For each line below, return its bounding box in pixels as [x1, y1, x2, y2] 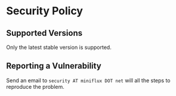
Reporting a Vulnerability [6, 61, 101, 71]
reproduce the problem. [6, 83, 64, 90]
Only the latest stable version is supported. [6, 44, 112, 51]
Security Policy [6, 4, 84, 18]
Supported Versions [6, 28, 82, 38]
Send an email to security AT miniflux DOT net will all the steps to [6, 76, 171, 84]
